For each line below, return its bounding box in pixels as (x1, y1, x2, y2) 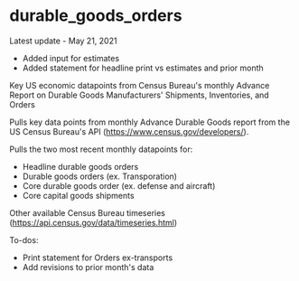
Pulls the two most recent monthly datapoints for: (9, 144, 193, 155)
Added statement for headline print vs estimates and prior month (22, 62, 264, 73)
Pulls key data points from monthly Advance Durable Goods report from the (9, 117, 291, 127)
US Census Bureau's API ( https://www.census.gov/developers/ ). (9, 126, 249, 136)
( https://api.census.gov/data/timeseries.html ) (9, 217, 178, 228)
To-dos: (9, 234, 39, 245)
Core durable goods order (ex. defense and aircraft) (22, 180, 216, 191)
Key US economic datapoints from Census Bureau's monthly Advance (9, 80, 270, 90)
